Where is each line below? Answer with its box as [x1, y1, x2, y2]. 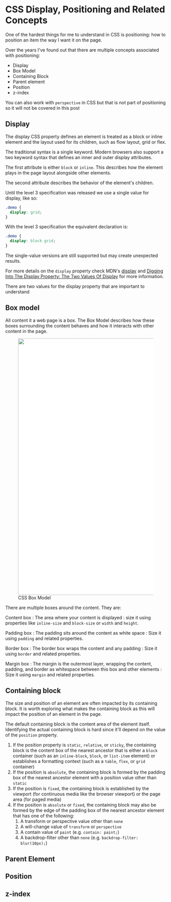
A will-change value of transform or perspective [20, 823, 122, 830]
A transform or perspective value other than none [20, 818, 124, 824]
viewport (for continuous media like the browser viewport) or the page [12, 791, 161, 797]
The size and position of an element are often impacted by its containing [5, 700, 157, 706]
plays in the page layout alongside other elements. [5, 169, 111, 175]
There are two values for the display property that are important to [5, 283, 145, 289]
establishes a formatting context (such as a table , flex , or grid [12, 758, 145, 764]
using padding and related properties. [5, 635, 83, 641]
